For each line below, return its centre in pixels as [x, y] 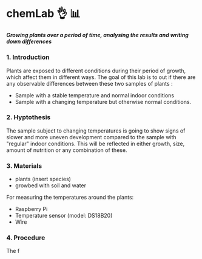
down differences [29, 41]
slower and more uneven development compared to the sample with [92, 137]
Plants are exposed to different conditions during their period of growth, [96, 71]
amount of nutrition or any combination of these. [67, 150]
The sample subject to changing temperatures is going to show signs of [96, 131]
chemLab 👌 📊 [43, 14]
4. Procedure [26, 238]
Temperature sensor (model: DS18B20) [64, 216]
